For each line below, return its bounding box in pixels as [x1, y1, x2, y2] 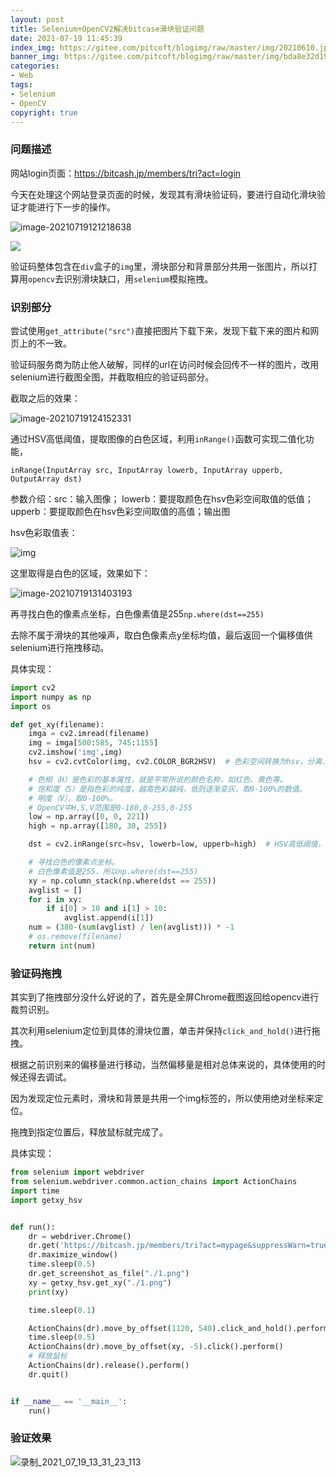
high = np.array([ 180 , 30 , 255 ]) [28, 821, 168, 831]
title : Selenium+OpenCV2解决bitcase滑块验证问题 [10, 24, 205, 34]
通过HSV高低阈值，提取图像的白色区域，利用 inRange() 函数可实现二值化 [10, 432, 306, 445]
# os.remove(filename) [28, 932, 123, 942]
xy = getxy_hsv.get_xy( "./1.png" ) [28, 1277, 172, 1288]
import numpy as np [10, 692, 92, 702]
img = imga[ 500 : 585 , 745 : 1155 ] [28, 738, 159, 748]
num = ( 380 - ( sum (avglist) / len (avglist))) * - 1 [28, 922, 235, 933]
